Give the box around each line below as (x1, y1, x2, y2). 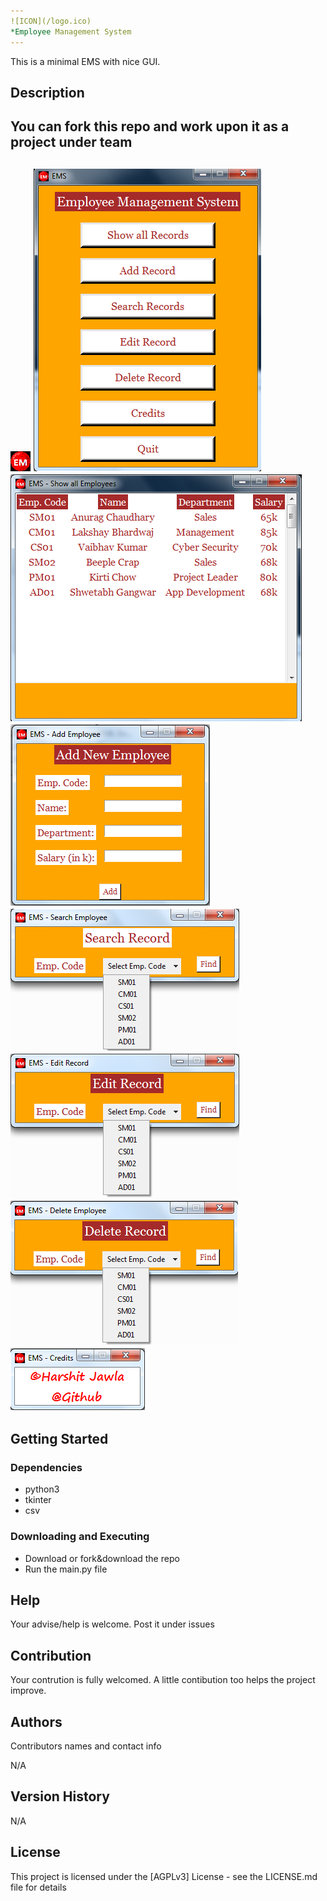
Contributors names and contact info (10, 1740, 162, 1752)
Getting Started (10, 1431, 109, 1448)
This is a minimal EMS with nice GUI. (10, 55, 161, 67)
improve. (10, 1685, 47, 1697)
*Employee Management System (10, 26, 132, 37)
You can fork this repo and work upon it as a (10, 118, 290, 135)
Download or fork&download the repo (24, 1552, 180, 1564)
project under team (10, 134, 133, 151)
